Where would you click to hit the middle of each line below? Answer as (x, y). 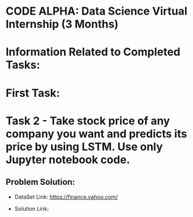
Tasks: (23, 65)
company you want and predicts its (96, 134)
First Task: (33, 93)
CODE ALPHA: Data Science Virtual (96, 11)
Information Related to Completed (93, 52)
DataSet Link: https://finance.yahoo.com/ (66, 197)
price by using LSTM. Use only (84, 147)
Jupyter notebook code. (68, 159)
